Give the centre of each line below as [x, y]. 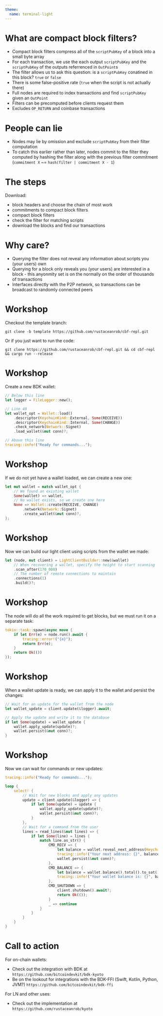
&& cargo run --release [29, 354]
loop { [12, 786]
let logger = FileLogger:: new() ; [39, 400]
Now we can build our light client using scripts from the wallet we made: [77, 551]
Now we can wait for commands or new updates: [54, 769]
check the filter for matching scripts [48, 220]
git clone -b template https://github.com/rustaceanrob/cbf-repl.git [77, 332]
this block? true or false [37, 77]
